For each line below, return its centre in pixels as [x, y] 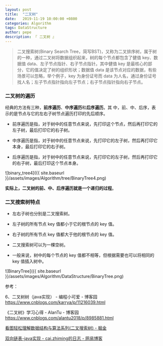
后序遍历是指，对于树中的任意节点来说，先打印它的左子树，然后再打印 [83, 157]
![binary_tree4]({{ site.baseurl [35, 173]
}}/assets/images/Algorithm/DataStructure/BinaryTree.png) [64, 277]
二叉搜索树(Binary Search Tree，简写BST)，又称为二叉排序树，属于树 [87, 51]
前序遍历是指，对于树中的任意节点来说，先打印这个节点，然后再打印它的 [85, 124]
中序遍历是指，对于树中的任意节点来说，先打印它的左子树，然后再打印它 [85, 140]
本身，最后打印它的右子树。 [40, 147]
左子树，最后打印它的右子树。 [42, 130]
